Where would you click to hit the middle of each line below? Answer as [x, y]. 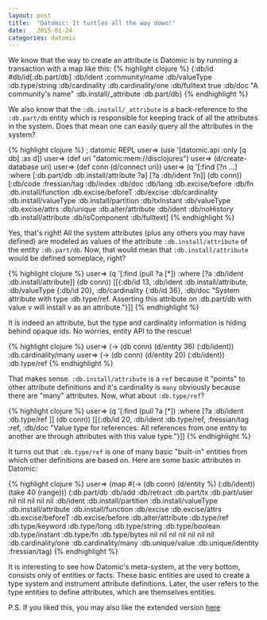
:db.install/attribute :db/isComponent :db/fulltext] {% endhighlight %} [122, 218]
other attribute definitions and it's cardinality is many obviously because [124, 387]
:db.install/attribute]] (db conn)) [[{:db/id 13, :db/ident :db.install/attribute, [128, 282]
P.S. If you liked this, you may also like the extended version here [114, 607]
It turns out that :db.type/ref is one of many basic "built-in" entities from [128, 452]
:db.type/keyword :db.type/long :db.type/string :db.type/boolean [114, 526]
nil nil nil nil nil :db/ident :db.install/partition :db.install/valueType [113, 501]
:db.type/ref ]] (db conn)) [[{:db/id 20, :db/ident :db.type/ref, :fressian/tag [128, 420]
